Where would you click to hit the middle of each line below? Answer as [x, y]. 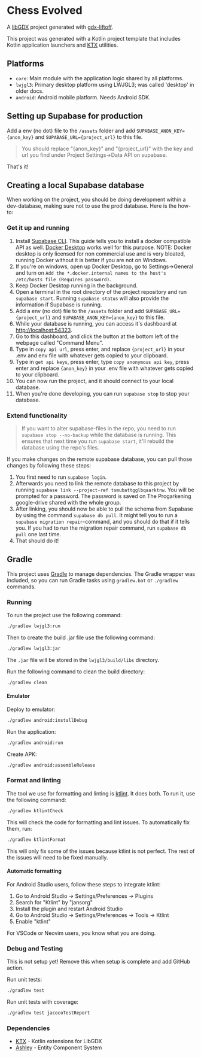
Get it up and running [38, 228]
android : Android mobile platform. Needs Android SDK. [83, 97]
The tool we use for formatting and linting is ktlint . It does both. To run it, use [101, 793]
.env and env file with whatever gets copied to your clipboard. [92, 355]
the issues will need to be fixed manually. [57, 857]
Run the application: [31, 731]
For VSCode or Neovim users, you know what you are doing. [81, 933]
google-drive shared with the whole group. [68, 502]
